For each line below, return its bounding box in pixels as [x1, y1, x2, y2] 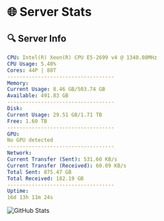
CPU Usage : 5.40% [7, 60, 57, 67]
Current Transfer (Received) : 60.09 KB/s [7, 162, 127, 169]
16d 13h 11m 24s [7, 194, 53, 201]
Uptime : [7, 187, 29, 195]
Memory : [7, 79, 29, 86]
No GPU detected [7, 137, 53, 144]
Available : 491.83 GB [7, 92, 69, 99]
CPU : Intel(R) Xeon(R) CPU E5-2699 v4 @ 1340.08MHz [7, 54, 157, 61]
